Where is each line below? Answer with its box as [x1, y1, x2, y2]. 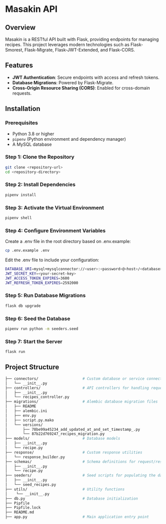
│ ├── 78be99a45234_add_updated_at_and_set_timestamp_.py [5, 427, 140, 432]
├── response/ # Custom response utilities [5, 450, 142, 455]
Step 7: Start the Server [5, 338, 63, 345]
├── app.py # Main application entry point [5, 515, 149, 520]
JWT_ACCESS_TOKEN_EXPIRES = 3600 [5, 276, 70, 281]
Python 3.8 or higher [12, 130, 54, 137]
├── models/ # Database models [5, 436, 121, 441]
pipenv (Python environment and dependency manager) [12, 136, 126, 142]
